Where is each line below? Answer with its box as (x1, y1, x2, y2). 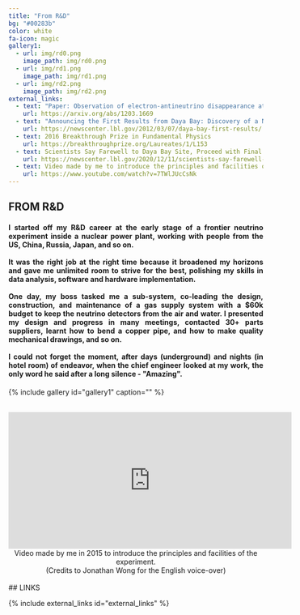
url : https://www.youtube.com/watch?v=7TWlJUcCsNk (23, 170, 197, 178)
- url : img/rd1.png (15, 65, 82, 73)
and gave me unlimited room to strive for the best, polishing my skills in (8, 265, 264, 275)
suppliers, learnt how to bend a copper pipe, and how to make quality (8, 326, 264, 335)
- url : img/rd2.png (15, 79, 82, 88)
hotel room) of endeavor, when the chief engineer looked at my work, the (8, 360, 264, 369)
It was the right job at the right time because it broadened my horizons (8, 257, 264, 267)
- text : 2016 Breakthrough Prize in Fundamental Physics (15, 132, 212, 140)
